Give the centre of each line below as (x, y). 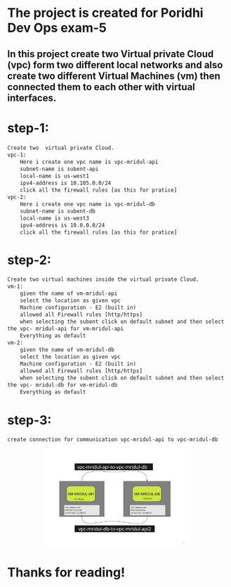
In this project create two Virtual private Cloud (111, 54)
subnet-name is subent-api (59, 169)
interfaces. (32, 97)
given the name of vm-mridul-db (67, 350)
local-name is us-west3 (55, 218)
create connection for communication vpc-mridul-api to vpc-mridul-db (113, 440)
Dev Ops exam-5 (57, 28)
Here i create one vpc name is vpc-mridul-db (88, 204)
